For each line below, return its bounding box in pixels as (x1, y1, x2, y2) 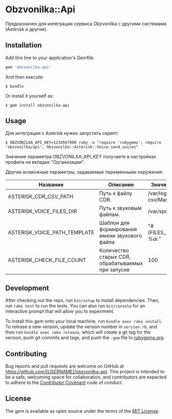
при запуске (99, 266, 130, 273)
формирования (99, 226, 137, 233)
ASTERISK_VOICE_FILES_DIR (8, 208, 77, 215)
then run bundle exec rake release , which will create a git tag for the (5, 329, 151, 335)
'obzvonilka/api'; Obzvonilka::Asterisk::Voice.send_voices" (5, 145, 139, 150)
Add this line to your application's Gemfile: (5, 54, 95, 61)
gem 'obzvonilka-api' (5, 64, 52, 70)
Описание (108, 181, 134, 188)
